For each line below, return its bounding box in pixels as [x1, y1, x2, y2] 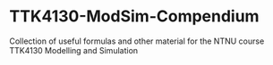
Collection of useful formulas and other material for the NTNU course [9, 36, 265, 46]
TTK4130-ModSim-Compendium [9, 6, 260, 27]
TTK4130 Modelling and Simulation [9, 45, 139, 55]
